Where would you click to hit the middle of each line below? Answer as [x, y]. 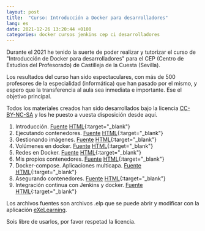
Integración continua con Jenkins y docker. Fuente [79, 185]
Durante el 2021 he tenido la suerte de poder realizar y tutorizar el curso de [101, 52]
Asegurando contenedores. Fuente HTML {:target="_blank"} [91, 178]
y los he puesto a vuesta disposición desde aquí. [96, 115]
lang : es [17, 23]
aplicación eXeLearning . [37, 210]
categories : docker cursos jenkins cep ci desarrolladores [83, 35]
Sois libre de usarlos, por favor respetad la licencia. [71, 222]
